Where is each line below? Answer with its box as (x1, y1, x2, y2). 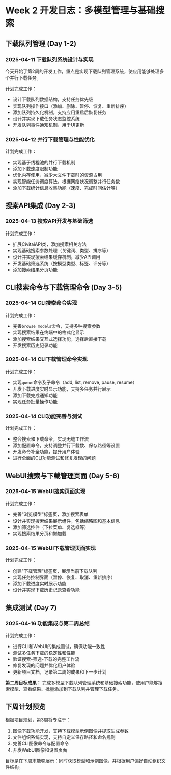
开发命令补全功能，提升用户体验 (12, 449, 80, 455)
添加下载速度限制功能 (12, 166, 58, 172)
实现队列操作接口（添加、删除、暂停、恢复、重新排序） (12, 102, 129, 109)
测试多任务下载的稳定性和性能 (12, 650, 75, 656)
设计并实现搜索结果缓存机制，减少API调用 (12, 253, 101, 260)
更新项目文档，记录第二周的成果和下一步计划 (12, 668, 107, 675)
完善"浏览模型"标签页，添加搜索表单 (12, 511, 89, 518)
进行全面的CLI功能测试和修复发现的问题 (12, 455, 96, 461)
